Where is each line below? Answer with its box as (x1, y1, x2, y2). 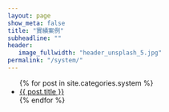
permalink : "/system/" (7, 57, 83, 65)
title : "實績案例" (7, 26, 65, 34)
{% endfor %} (18, 95, 66, 105)
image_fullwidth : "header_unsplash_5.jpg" (18, 49, 162, 57)
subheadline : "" (7, 34, 62, 42)
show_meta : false (7, 19, 66, 27)
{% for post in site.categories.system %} (18, 78, 154, 88)
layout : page (7, 11, 51, 20)
